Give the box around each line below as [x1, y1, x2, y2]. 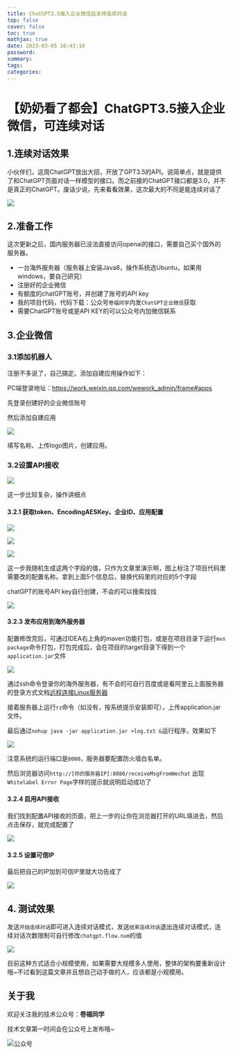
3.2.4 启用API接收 [7, 795, 60, 804]
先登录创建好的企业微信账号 [7, 399, 87, 407]
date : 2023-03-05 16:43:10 [7, 42, 85, 49]
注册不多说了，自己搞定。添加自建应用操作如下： [7, 369, 147, 377]
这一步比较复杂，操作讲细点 [7, 490, 87, 499]
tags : [7, 62, 23, 69]
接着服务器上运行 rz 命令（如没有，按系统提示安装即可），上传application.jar [7, 703, 221, 711]
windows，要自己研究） [17, 272, 86, 280]
